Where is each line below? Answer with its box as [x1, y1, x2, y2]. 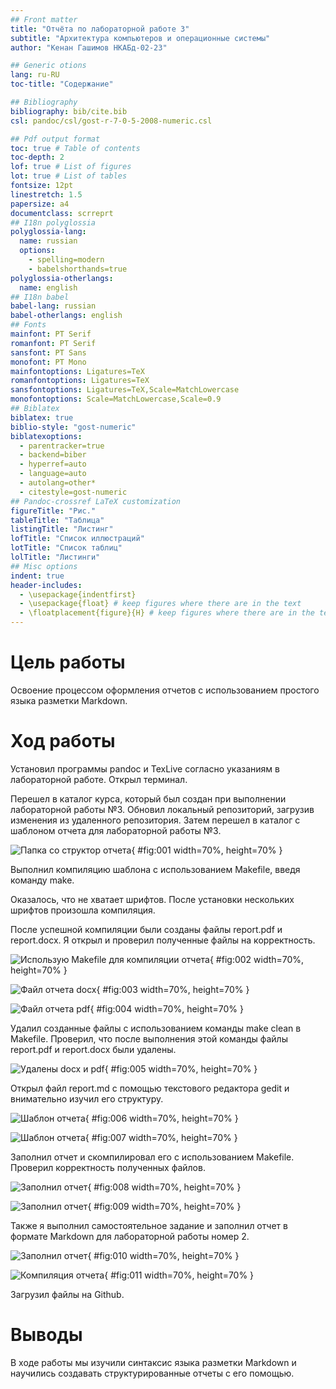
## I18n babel [10, 292, 70, 302]
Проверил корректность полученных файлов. [10, 1161, 206, 1173]
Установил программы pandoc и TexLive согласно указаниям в [10, 762, 280, 775]
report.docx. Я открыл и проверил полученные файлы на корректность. [10, 934, 316, 946]
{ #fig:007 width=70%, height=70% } [84, 1131, 238, 1143]
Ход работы [10, 730, 116, 753]
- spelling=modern [28, 255, 105, 265]
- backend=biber [19, 450, 87, 460]
